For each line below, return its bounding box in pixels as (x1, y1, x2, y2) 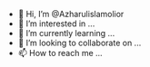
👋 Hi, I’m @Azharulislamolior (17, 9, 125, 19)
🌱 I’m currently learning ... (17, 28, 115, 38)
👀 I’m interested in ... (17, 18, 95, 29)
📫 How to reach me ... (17, 48, 103, 58)
